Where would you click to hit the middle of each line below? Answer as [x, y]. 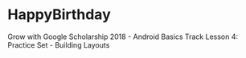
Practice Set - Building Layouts [59, 44]
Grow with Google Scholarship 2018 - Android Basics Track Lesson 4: [123, 37]
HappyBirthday [59, 15]
